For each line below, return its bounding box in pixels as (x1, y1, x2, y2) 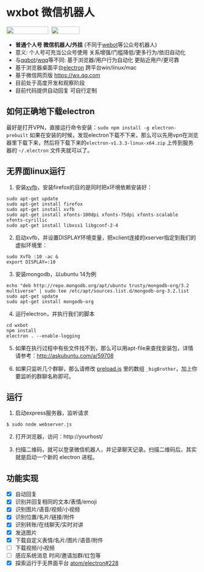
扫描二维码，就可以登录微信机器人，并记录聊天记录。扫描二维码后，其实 (15, 446, 197, 453)
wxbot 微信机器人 (6, 5, 95, 20)
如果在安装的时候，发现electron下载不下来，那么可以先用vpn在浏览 (29, 131, 199, 138)
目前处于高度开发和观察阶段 (15, 79, 85, 86)
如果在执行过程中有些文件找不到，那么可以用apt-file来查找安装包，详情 (15, 344, 194, 351)
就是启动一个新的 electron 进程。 (15, 454, 98, 461)
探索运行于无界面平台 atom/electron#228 (15, 559, 119, 567)
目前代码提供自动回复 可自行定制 (15, 87, 97, 94)
